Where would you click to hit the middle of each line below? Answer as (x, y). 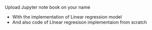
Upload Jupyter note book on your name (48, 7)
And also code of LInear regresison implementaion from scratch (79, 22)
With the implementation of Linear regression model (67, 17)
